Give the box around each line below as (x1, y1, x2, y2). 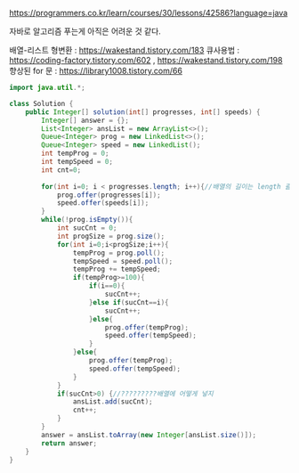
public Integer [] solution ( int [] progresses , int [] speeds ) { (25, 107, 261, 117)
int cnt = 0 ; (41, 165, 82, 175)
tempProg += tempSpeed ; (72, 265, 162, 274)
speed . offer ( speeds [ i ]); (56, 199, 149, 208)
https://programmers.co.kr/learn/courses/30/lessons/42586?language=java (9, 8, 288, 18)
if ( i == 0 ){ (88, 281, 125, 290)
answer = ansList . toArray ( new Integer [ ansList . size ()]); (41, 430, 256, 439)
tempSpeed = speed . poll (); (72, 257, 174, 265)
